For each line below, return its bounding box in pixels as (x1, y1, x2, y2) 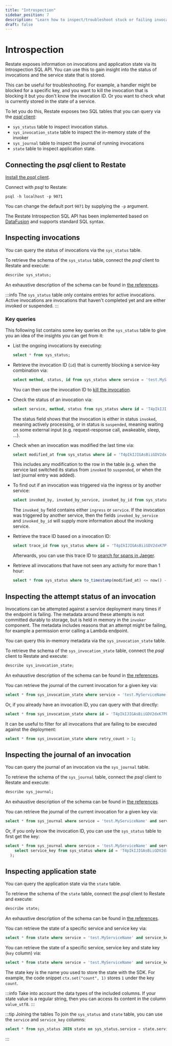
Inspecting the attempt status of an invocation (5, 592, 156, 601)
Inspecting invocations (5, 233, 80, 242)
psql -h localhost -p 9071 (5, 194, 63, 199)
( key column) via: (5, 950, 41, 957)
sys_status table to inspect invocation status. (12, 124, 109, 130)
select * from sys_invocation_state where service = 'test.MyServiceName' (5, 692, 168, 697)
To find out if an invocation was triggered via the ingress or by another (12, 482, 161, 489)
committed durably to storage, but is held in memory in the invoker (5, 617, 146, 623)
